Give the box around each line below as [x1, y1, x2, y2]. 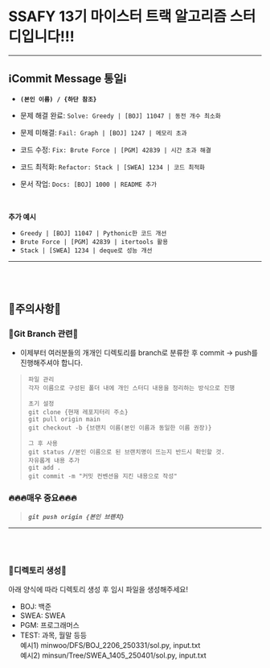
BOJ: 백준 [19, 602, 52, 612]
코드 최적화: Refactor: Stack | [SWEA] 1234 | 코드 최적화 [19, 162, 206, 172]
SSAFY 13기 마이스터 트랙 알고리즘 [8, 7, 227, 26]
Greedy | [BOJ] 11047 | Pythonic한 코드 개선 [19, 229, 167, 238]
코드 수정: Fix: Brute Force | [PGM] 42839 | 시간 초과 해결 [19, 144, 211, 154]
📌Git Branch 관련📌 [8, 328, 79, 339]
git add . [27, 464, 62, 472]
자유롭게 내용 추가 [27, 457, 80, 465]
